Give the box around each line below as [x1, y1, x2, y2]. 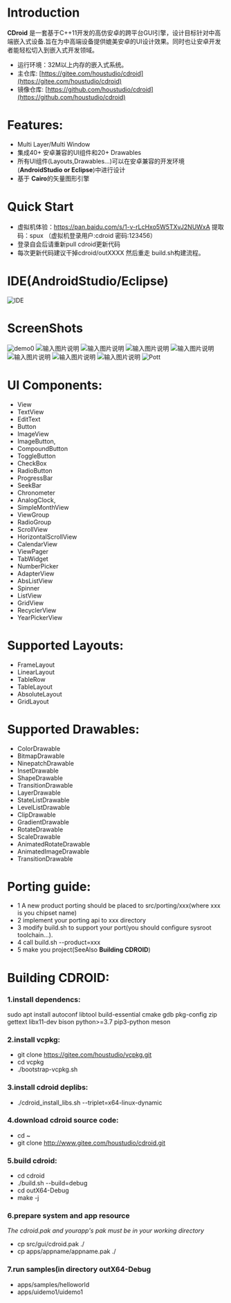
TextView [17, 407, 44, 416]
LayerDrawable [17, 788, 61, 797]
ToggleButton [17, 452, 56, 460]
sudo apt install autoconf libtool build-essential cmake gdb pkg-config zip [7, 1010, 218, 1018]
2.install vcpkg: [7, 1035, 61, 1044]
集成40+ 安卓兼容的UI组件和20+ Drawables [17, 148, 142, 156]
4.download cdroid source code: [7, 1116, 119, 1125]
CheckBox [17, 459, 47, 468]
